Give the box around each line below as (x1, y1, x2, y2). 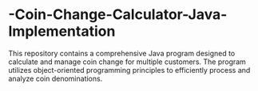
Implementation (8, 22, 116, 40)
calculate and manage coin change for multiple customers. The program (8, 57, 246, 66)
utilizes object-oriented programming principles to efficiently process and (8, 65, 251, 74)
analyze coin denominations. (8, 74, 103, 83)
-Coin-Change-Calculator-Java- (8, 6, 228, 24)
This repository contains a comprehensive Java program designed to (8, 48, 236, 58)
